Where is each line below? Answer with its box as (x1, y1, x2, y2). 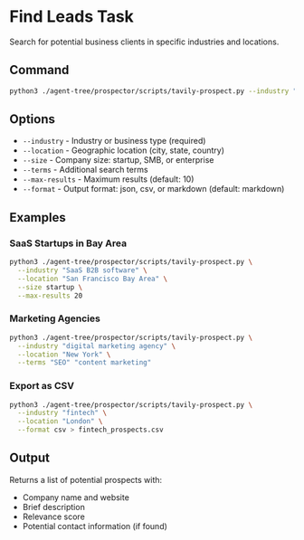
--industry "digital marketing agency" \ (17, 341, 176, 350)
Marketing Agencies (9, 312, 101, 325)
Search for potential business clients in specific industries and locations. (9, 36, 280, 47)
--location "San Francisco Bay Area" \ (17, 274, 168, 283)
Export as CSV (9, 380, 75, 393)
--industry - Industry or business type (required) (22, 136, 206, 147)
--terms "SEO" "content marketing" (17, 358, 152, 367)
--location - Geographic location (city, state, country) (22, 145, 224, 156)
